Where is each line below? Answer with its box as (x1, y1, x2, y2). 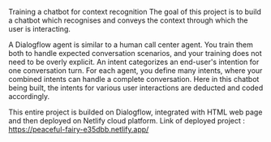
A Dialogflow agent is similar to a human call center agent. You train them (8, 40, 253, 49)
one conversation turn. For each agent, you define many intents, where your (8, 66, 263, 75)
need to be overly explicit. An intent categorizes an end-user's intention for (8, 57, 260, 67)
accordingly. (8, 92, 50, 101)
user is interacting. (8, 24, 71, 33)
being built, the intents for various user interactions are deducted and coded (8, 83, 264, 93)
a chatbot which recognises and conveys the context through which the (8, 15, 248, 25)
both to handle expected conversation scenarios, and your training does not (8, 49, 262, 58)
